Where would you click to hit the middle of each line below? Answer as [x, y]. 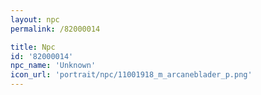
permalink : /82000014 [55, 29]
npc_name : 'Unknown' [53, 66]
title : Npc [33, 47]
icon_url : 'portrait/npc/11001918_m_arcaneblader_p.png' [131, 75]
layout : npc [35, 19]
